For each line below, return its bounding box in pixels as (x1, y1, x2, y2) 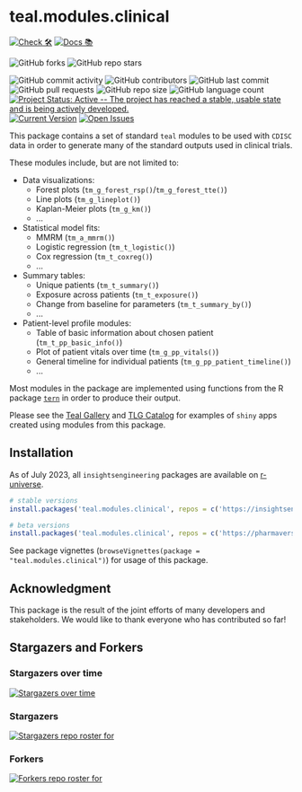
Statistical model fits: (22, 222, 101, 233)
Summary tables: (22, 269, 85, 280)
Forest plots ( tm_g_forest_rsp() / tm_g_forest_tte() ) (35, 184, 227, 195)
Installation (9, 445, 74, 461)
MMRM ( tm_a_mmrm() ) (35, 232, 115, 242)
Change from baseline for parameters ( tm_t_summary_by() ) (35, 298, 252, 309)
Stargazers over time (9, 667, 103, 680)
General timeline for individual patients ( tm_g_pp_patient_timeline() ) (35, 356, 292, 366)
